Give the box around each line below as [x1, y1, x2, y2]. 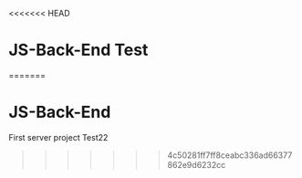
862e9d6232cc [167, 159, 226, 170]
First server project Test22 [8, 131, 109, 142]
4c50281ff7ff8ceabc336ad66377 [167, 150, 293, 161]
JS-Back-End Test [8, 40, 149, 60]
